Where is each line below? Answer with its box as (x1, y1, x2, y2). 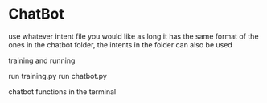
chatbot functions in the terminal (8, 86, 117, 97)
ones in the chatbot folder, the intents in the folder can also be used (8, 39, 233, 49)
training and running (8, 56, 76, 65)
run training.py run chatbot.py (8, 71, 107, 80)
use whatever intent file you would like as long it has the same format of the (8, 31, 259, 41)
